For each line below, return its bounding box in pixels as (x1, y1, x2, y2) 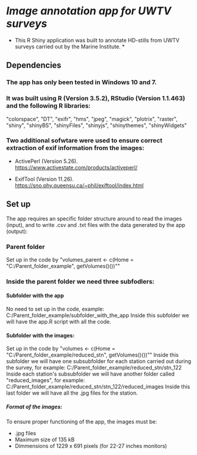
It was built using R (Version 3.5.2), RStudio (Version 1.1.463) (6, 94, 186, 103)
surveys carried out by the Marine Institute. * (14, 43, 125, 50)
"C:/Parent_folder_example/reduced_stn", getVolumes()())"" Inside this (6, 351, 179, 359)
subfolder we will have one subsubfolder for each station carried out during (6, 358, 192, 365)
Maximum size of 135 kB (14, 436, 75, 443)
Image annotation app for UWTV (6, 4, 171, 18)
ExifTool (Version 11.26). (14, 175, 74, 183)
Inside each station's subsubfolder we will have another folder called (6, 370, 175, 377)
